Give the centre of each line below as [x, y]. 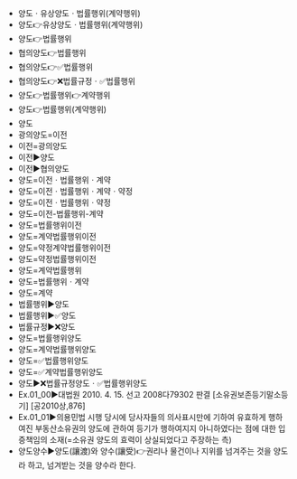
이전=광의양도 [42, 146]
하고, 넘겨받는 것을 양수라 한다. [82, 465]
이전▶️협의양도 [43, 169]
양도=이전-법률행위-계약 [60, 214]
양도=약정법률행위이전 [57, 259]
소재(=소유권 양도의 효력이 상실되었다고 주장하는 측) [140, 440]
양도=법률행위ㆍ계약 [53, 282]
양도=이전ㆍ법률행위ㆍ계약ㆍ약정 [75, 191]
